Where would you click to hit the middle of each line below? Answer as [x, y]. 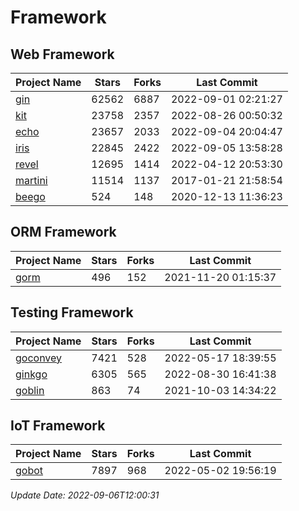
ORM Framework [63, 232]
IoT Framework [58, 426]
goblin [30, 390]
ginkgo [31, 374]
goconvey [39, 358]
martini [31, 180]
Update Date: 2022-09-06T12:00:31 [85, 495]
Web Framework [62, 54]
